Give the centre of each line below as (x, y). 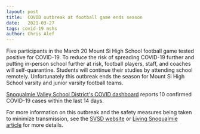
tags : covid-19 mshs (32, 28)
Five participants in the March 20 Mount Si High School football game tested (100, 51)
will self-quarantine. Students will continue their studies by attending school (99, 70)
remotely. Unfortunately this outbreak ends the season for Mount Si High (96, 77)
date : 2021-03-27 (30, 23)
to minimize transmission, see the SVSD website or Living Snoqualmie (92, 119)
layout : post (22, 12)
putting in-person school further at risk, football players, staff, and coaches (99, 64)
